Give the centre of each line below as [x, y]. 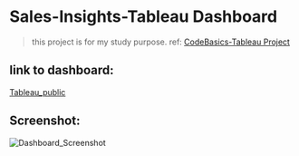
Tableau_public [38, 92]
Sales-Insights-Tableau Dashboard [144, 17]
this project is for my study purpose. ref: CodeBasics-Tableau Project [160, 42]
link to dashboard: [62, 70]
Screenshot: [45, 121]
